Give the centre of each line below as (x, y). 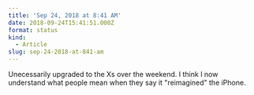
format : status (33, 30)
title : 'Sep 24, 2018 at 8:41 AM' (65, 15)
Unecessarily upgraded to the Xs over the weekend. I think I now (113, 74)
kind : (17, 37)
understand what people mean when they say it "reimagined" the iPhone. (127, 82)
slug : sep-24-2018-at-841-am (56, 52)
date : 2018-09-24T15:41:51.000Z (61, 23)
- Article (31, 45)
